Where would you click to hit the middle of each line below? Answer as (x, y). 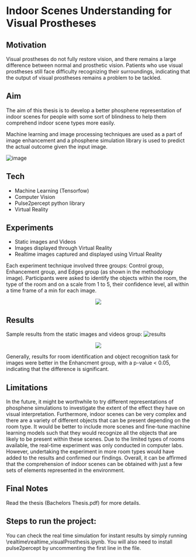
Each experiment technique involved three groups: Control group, (85, 266)
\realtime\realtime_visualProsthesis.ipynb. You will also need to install (89, 542)
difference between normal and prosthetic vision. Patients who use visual (94, 65)
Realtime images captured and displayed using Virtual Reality (88, 254)
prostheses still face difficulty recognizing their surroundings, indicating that (98, 71)
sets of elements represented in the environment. (65, 470)
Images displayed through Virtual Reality (63, 248)
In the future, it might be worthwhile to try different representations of (90, 402)
